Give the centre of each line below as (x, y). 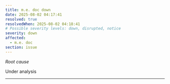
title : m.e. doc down (28, 10)
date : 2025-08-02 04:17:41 (34, 15)
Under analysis (21, 71)
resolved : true (21, 19)
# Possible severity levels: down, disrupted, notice (63, 29)
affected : (16, 38)
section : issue (21, 47)
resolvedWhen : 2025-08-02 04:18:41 (43, 24)
